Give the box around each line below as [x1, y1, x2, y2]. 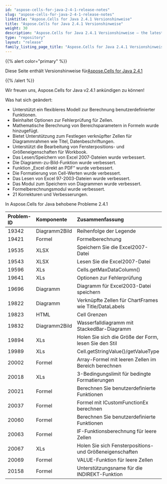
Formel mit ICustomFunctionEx [77, 399, 149, 406]
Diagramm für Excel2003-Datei [77, 282, 152, 289]
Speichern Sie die [77, 243, 118, 250]
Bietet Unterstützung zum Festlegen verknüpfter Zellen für [12, 133, 132, 139]
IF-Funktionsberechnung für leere [77, 428, 157, 435]
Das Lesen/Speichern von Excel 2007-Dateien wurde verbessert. [12, 154, 146, 160]
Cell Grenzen [77, 311, 107, 318]
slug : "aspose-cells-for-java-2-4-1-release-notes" [5, 12, 114, 17]
